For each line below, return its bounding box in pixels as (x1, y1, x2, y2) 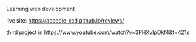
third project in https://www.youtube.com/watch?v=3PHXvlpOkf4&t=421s (6, 29, 190, 36)
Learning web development (6, 5, 75, 12)
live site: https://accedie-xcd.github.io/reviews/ (6, 17, 124, 24)
